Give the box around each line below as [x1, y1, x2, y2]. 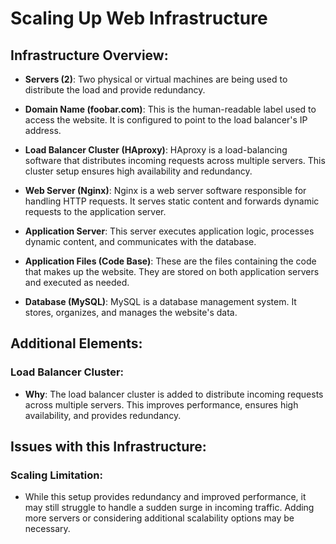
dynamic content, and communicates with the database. [24, 236, 257, 247]
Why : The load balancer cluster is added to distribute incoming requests [24, 388, 324, 400]
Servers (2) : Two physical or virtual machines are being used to [24, 73, 288, 85]
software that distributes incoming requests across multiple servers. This [24, 155, 326, 166]
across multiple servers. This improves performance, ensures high [24, 398, 299, 411]
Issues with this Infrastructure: [10, 438, 207, 456]
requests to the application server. [24, 206, 167, 217]
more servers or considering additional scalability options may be [24, 512, 295, 524]
